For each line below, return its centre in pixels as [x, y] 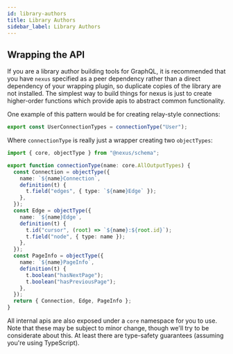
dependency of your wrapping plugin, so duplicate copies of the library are [114, 86]
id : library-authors [37, 14]
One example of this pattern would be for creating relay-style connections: [114, 115]
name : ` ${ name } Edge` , [51, 217]
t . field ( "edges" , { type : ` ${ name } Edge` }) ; [91, 192]
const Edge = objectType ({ [52, 211]
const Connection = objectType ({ [62, 172]
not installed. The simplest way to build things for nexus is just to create [110, 94]
